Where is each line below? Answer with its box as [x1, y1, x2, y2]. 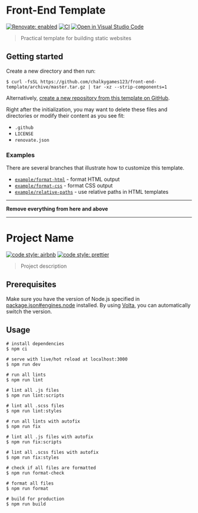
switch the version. [6, 308, 52, 315]
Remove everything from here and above [6, 205, 108, 213]
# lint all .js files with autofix [6, 434, 94, 440]
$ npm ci [6, 346, 28, 352]
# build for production [6, 496, 65, 502]
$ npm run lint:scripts [6, 392, 65, 398]
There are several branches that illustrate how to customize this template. [6, 164, 184, 171]
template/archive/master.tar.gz [6, 84, 85, 90]
